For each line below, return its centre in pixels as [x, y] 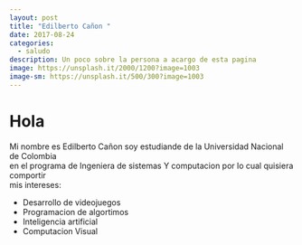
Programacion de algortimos [75, 212]
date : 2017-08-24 [42, 34]
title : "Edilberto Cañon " [60, 26]
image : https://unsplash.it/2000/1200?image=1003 [105, 69]
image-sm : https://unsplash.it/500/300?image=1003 [107, 77]
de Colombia [33, 155]
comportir [28, 175]
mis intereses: [35, 184]
